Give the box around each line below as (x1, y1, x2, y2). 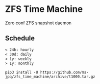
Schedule (5, 34, 35, 42)
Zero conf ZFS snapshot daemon (5, 20, 72, 26)
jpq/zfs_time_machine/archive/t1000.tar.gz (5, 74, 96, 80)
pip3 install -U (5, 70, 38, 75)
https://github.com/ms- (40, 70, 89, 75)
